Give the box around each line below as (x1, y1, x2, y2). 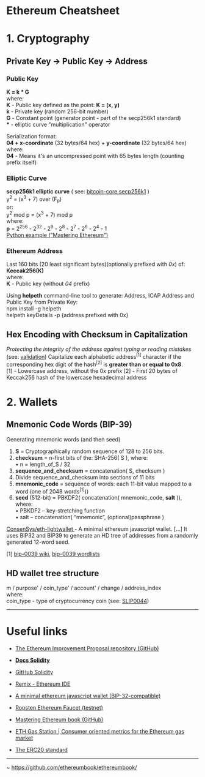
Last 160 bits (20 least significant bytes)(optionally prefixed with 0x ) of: (6, 261, 185, 268)
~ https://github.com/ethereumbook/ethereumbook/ (6, 764, 137, 771)
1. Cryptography (6, 32, 90, 46)
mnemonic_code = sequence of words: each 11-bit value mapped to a (15, 480, 192, 487)
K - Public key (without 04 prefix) (6, 280, 90, 288)
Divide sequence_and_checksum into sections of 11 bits (15, 473, 155, 481)
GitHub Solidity (15, 668, 54, 675)
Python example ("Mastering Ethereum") (6, 231, 109, 239)
